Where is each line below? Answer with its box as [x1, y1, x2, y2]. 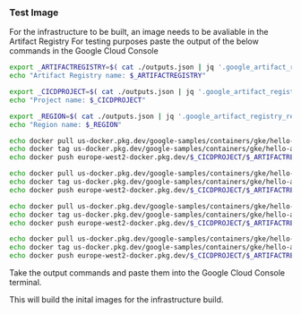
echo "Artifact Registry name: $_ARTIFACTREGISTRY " [9, 72, 206, 81]
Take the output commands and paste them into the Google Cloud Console [9, 267, 285, 278]
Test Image [9, 6, 59, 19]
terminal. [9, 277, 42, 288]
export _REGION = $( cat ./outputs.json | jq [9, 112, 175, 121]
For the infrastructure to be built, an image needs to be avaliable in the [9, 27, 269, 38]
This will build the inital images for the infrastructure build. [9, 294, 224, 305]
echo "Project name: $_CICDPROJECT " [9, 96, 146, 105]
